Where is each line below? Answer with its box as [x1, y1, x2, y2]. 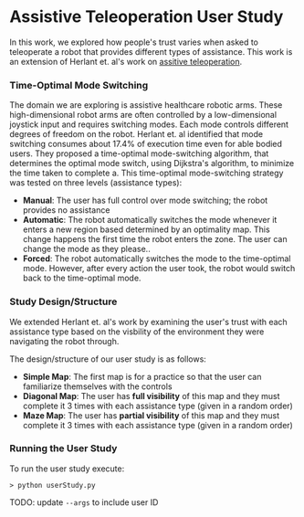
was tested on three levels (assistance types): [9, 177, 183, 188]
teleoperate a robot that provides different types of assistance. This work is [9, 46, 293, 57]
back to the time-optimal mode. [22, 272, 142, 284]
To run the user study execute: [9, 463, 125, 474]
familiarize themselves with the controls [22, 381, 173, 392]
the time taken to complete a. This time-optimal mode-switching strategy [9, 167, 284, 179]
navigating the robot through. [9, 335, 120, 346]
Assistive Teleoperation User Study [9, 6, 284, 27]
